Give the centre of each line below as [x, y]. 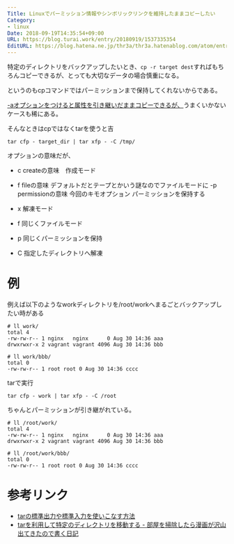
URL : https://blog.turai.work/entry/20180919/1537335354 [92, 40]
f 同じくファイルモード [50, 223]
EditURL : [20, 46]
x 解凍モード [35, 209]
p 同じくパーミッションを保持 [60, 238]
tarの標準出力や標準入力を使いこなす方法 [76, 515]
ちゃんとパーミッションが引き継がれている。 [71, 410]
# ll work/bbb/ [29, 357]
